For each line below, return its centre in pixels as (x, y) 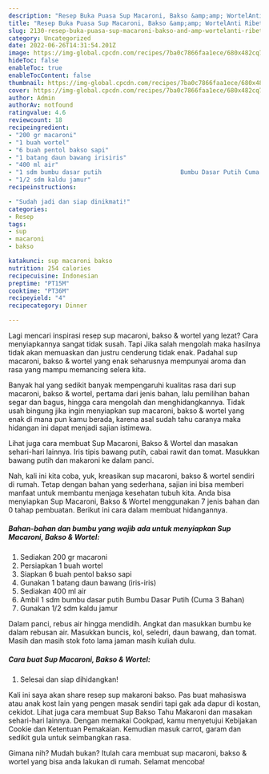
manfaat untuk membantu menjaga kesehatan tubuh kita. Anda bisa (120, 493)
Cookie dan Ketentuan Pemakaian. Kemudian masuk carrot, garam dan (125, 729)
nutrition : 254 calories (50, 268)
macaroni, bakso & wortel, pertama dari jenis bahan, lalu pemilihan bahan (129, 393)
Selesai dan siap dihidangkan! (69, 679)
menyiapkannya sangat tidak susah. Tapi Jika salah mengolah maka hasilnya (134, 344)
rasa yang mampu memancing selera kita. (77, 369)
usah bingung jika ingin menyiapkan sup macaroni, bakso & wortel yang (126, 411)
